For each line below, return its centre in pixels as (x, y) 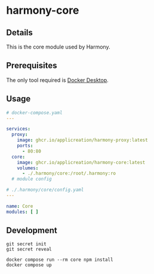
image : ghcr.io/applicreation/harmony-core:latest (81, 162)
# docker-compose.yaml (34, 112)
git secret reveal (29, 249)
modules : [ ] (22, 212)
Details (19, 33)
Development (32, 231)
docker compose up (29, 265)
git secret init (26, 244)
